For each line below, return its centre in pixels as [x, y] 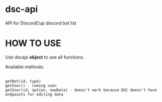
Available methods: [25, 66]
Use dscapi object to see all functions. [45, 57]
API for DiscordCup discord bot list [41, 23]
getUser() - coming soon [31, 85]
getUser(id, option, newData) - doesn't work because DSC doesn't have [81, 90]
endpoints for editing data [34, 94]
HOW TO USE [33, 43]
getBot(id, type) [23, 81]
